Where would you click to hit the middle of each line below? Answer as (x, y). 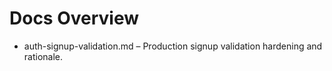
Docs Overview (74, 18)
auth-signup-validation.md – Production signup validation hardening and (173, 46)
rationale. (43, 56)
